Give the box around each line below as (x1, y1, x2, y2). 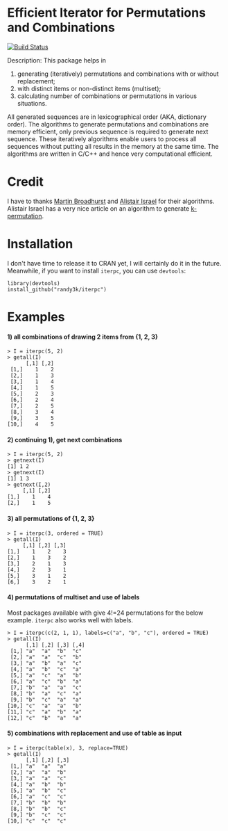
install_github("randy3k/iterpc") (7, 286, 107, 293)
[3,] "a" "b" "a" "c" (10, 659, 82, 667)
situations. (17, 99, 47, 107)
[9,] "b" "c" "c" (10, 812, 67, 818)
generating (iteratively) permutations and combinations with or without (17, 70, 220, 78)
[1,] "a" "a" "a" (10, 763, 67, 770)
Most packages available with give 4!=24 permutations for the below (7, 608, 204, 617)
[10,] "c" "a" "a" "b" (7, 702, 82, 709)
